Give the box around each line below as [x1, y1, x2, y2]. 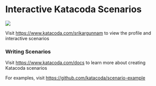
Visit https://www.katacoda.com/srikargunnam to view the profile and [5, 30, 151, 36]
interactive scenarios [5, 35, 49, 41]
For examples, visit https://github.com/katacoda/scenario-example [5, 75, 145, 81]
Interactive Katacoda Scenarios [5, 4, 142, 15]
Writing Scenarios [5, 48, 51, 55]
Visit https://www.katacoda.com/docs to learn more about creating [5, 60, 146, 66]
